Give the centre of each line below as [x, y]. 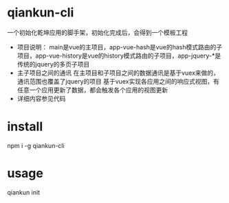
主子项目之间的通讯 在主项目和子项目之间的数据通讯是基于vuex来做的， [118, 73]
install [25, 127]
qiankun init [23, 192]
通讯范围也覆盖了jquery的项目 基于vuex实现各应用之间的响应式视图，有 [118, 81]
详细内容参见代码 [41, 98]
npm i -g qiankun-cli [36, 145]
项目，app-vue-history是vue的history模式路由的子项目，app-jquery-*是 [119, 56]
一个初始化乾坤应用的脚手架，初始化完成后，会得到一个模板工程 [97, 32]
